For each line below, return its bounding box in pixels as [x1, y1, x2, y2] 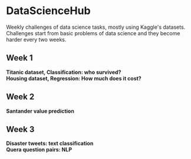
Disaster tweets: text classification [6, 140, 94, 147]
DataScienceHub [6, 4, 91, 18]
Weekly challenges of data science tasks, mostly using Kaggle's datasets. [6, 23, 186, 31]
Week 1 [6, 53, 33, 63]
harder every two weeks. [6, 36, 67, 43]
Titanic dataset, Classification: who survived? [6, 69, 121, 76]
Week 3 [6, 124, 35, 134]
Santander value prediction [6, 107, 75, 114]
